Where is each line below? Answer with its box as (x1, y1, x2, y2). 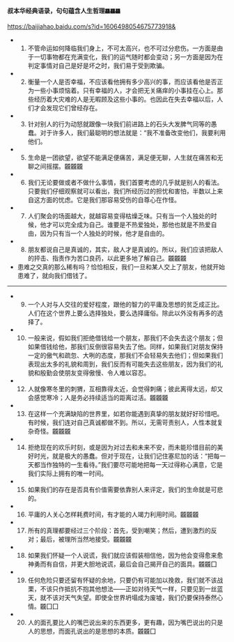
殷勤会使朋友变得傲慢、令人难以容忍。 (40, 369, 150, 377)
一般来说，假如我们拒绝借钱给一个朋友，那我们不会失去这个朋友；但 (27, 334, 224, 342)
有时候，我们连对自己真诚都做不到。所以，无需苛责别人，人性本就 (27, 418, 217, 427)
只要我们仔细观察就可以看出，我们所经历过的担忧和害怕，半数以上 (27, 187, 217, 195)
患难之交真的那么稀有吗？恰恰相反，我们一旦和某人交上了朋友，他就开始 (17, 263, 225, 271)
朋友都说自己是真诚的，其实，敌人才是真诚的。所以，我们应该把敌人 (27, 245, 224, 254)
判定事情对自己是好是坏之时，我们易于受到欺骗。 (27, 61, 169, 70)
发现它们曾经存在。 (46, 104, 102, 112)
